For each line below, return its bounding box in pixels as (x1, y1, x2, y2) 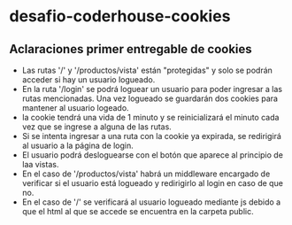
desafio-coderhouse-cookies (9, 6, 231, 27)
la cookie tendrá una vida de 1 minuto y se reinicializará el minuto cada (21, 112, 280, 122)
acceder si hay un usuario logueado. (21, 74, 156, 85)
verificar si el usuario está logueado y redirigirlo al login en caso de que (21, 178, 283, 188)
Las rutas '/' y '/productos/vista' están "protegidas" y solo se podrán (21, 65, 273, 75)
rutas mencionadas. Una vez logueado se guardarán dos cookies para (21, 93, 279, 104)
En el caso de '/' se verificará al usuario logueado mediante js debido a (21, 197, 281, 207)
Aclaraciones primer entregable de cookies (9, 42, 252, 57)
